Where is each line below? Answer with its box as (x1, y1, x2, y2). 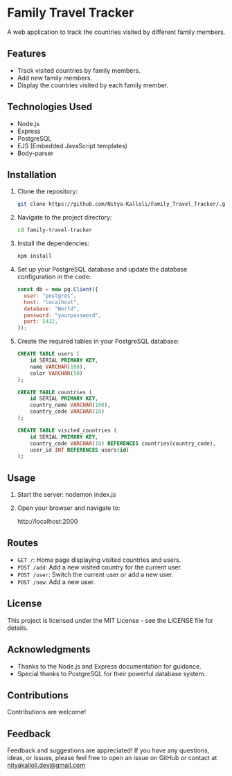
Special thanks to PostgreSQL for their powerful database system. (17, 669, 206, 678)
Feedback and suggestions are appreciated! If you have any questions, (7, 746, 210, 755)
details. (7, 624, 28, 632)
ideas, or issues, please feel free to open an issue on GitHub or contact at (7, 754, 217, 762)
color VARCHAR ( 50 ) (30, 369, 83, 377)
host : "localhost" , (24, 299, 80, 306)
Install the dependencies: (17, 239, 90, 247)
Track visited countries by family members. (17, 66, 141, 74)
